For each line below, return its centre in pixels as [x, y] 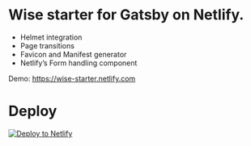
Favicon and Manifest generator [73, 54]
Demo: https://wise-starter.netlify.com [72, 78]
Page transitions [47, 45]
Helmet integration [51, 37]
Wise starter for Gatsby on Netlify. [126, 15]
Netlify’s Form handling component [79, 63]
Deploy [33, 111]
